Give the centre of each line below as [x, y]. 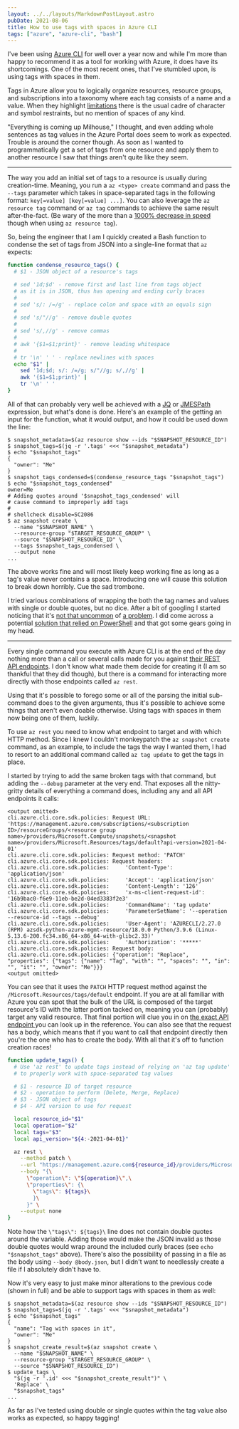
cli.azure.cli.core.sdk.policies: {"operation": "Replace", [99, 955]
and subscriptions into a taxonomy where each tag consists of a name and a [119, 98]
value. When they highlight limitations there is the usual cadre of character [116, 106]
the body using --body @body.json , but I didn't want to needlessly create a [116, 1262]
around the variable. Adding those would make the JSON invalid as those [115, 1239]
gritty [15, 790]
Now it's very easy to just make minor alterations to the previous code [110, 1283]
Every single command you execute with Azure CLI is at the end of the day [117, 651]
